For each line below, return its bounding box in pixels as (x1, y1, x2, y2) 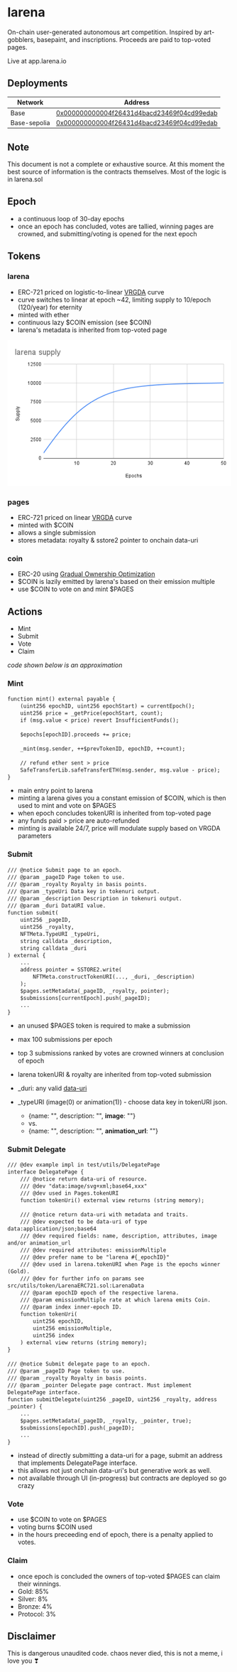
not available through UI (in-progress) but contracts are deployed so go (17, 1474, 227, 1483)
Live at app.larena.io (7, 56, 67, 65)
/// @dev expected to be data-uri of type (20, 1218, 148, 1225)
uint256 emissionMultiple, (33, 1325, 113, 1332)
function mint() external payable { (7, 696, 116, 703)
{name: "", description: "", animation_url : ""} (28, 1127, 158, 1135)
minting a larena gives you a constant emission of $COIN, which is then (17, 794, 226, 802)
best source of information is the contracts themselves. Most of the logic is (7, 168, 227, 176)
